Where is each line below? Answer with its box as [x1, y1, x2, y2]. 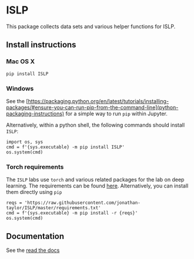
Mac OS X [6, 57, 35, 66]
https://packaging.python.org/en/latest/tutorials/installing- [28, 97, 169, 104]
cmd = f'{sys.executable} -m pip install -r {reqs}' [6, 210, 138, 216]
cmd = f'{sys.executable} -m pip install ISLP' [6, 144, 125, 150]
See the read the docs [6, 247, 60, 254]
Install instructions [6, 40, 76, 50]
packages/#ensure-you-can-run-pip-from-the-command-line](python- [6, 104, 179, 111]
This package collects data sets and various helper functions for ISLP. [6, 23, 176, 30]
